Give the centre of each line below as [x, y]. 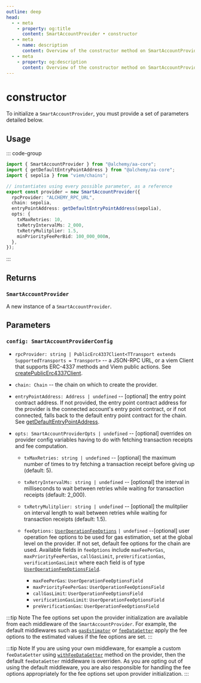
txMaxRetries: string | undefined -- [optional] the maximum [100, 457]
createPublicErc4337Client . [48, 373]
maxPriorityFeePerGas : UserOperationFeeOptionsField [99, 587]
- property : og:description [52, 62]
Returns [22, 278]
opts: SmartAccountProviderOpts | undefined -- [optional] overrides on [103, 433]
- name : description [42, 46]
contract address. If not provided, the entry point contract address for [101, 403]
